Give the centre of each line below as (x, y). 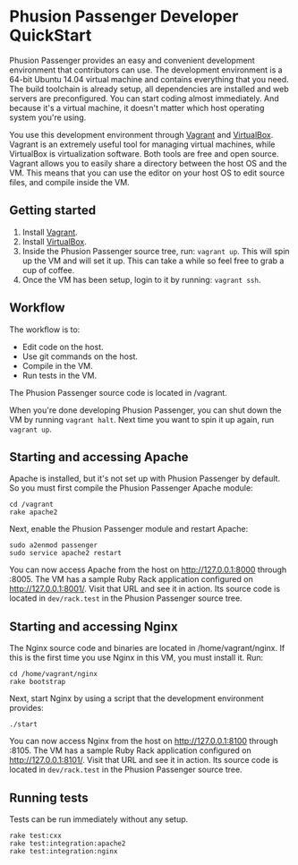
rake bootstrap (38, 682)
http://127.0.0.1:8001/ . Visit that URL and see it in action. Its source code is (145, 589)
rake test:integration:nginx (64, 852)
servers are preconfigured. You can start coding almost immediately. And (144, 98)
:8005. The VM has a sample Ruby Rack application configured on (131, 579)
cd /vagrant (31, 505)
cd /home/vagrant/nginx (54, 674)
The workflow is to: (45, 330)
